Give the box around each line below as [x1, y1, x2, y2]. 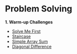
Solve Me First [12, 28, 41, 34]
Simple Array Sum [12, 38, 48, 44]
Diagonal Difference [12, 43, 52, 49]
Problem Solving [5, 3, 73, 14]
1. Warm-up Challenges [5, 19, 53, 25]
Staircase [12, 33, 31, 39]
